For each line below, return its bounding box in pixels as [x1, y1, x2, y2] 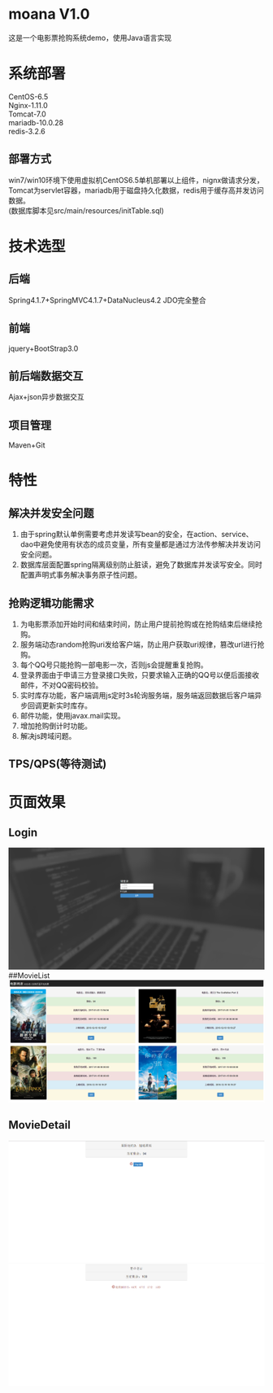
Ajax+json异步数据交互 [8, 392, 84, 402]
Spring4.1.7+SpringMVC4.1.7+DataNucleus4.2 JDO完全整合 [8, 295, 207, 305]
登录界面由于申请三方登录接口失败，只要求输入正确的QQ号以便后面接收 [19, 670, 260, 679]
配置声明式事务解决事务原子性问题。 [19, 570, 142, 580]
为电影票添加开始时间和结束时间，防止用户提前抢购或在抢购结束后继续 [19, 619, 256, 629]
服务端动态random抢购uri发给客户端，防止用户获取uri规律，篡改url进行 [19, 640, 258, 649]
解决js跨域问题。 [19, 731, 76, 740]
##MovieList [8, 971, 50, 980]
